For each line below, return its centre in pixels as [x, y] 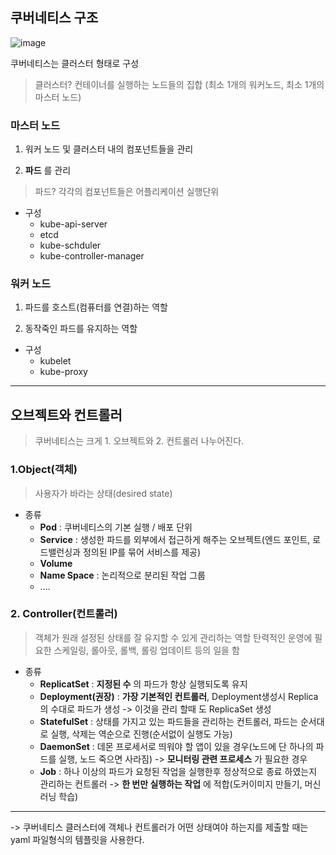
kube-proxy [63, 372]
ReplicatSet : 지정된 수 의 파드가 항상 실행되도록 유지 [143, 684]
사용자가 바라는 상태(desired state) [103, 493]
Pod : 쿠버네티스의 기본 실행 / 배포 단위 [116, 527]
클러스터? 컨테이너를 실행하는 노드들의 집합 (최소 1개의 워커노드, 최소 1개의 [179, 84]
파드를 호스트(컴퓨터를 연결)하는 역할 [96, 307]
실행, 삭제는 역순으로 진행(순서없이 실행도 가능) [141, 734]
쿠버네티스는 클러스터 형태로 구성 [75, 63]
